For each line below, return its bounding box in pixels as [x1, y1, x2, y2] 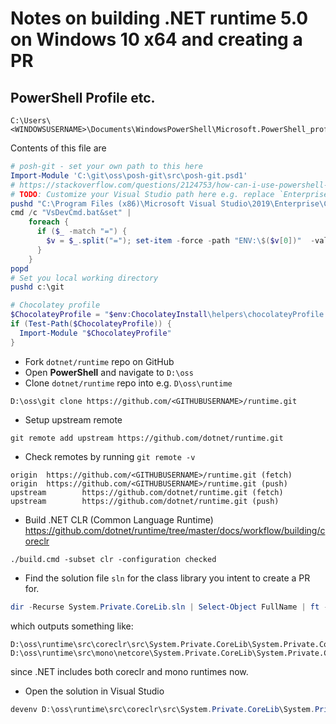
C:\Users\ [10, 116, 52, 126]
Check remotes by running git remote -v [24, 450, 196, 462]
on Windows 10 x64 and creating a [10, 28, 303, 51]
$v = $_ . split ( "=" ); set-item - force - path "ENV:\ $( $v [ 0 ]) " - [46, 236, 316, 246]
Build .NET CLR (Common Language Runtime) [24, 513, 214, 526]
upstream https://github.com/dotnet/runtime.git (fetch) [10, 487, 284, 497]
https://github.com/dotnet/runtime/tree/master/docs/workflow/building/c [24, 524, 326, 536]
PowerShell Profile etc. [10, 89, 156, 106]
